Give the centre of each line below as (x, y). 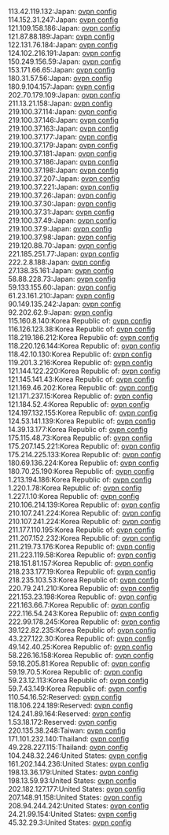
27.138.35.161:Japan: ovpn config (61, 270)
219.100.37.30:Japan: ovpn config (62, 203)
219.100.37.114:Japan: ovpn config (63, 112)
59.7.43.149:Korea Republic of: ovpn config (77, 689)
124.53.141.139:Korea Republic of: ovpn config (82, 421)
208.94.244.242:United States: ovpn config (79, 805)
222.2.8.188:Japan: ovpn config (59, 262)
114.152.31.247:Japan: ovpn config (63, 20)
